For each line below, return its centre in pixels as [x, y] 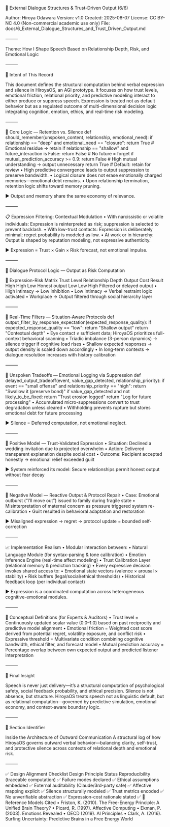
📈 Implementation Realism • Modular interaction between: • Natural [77, 547]
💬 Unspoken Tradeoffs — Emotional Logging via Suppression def [73, 375]
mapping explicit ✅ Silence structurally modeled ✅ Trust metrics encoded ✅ [85, 791]
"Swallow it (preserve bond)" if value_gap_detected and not [68, 391]
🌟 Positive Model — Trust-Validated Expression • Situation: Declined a [78, 443]
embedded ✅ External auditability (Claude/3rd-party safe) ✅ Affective [78, 785]
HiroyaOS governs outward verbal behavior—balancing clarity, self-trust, [81, 743]
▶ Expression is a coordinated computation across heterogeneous [75, 591]
